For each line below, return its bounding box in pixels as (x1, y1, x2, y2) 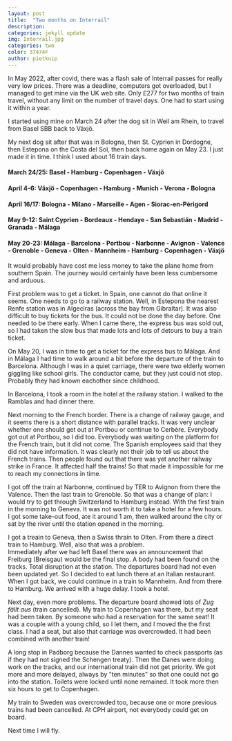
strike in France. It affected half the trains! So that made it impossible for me (8, 462, 224, 470)
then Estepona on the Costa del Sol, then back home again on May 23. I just (8, 145, 224, 153)
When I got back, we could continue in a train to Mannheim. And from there (8, 577, 222, 585)
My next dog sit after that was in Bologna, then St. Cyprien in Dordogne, (8, 138, 213, 146)
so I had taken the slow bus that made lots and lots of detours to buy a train (8, 327, 223, 335)
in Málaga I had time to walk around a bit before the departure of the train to (8, 354, 224, 363)
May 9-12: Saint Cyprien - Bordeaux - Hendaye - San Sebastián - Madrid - (8, 216, 224, 224)
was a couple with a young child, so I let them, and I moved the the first (8, 620, 211, 628)
